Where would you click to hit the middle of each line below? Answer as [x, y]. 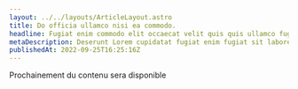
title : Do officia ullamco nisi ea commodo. [93, 26]
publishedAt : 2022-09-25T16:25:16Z [75, 50]
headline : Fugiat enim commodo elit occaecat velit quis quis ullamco [142, 33]
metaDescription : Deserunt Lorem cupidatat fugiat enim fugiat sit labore [150, 42]
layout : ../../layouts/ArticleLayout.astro [91, 17]
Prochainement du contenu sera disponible [88, 75]
